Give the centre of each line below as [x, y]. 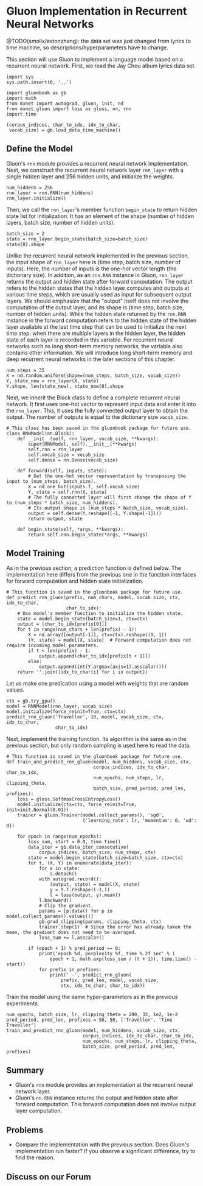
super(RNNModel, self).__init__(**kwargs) [83, 444]
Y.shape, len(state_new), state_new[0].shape [65, 386]
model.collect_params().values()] [50, 916]
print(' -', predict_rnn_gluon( [91, 975]
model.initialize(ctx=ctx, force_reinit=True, [77, 804]
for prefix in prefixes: [70, 969]
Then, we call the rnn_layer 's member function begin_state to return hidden [102, 209]
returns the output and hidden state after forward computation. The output [99, 281]
